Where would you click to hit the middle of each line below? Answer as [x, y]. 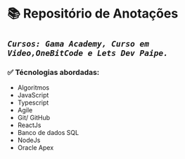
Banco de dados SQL [48, 132]
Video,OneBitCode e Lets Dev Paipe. [88, 53]
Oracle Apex [36, 147]
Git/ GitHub [34, 117]
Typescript [33, 102]
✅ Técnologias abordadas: [53, 72]
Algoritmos [33, 87]
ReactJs [29, 125]
